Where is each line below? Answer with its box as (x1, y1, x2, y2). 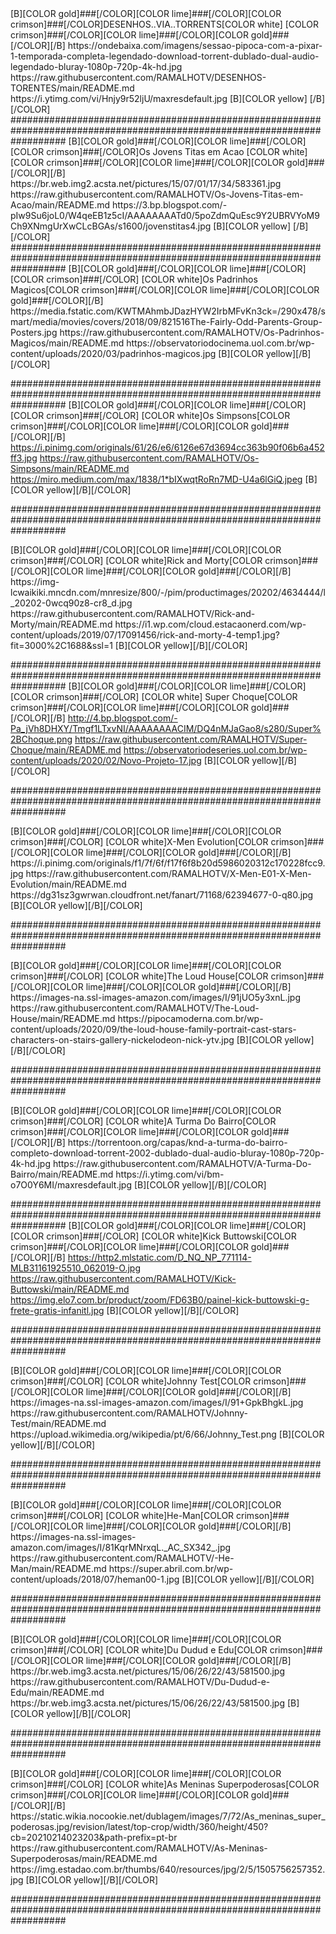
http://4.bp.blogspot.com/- (67, 712, 178, 724)
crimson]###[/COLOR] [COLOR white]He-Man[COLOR (10, 1510, 235, 1521)
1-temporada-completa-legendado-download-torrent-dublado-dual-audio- (10, 50, 320, 62)
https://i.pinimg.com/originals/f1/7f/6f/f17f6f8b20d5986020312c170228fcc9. (10, 857, 326, 869)
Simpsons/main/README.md (10, 463, 130, 474)
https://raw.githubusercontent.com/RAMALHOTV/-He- (10, 1552, 235, 1564)
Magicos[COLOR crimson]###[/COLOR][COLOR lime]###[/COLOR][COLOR (10, 284, 320, 296)
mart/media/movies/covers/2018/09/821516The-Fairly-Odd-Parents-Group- (10, 316, 323, 327)
